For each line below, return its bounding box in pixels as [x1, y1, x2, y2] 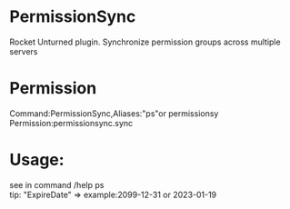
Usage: [9, 150, 65, 170]
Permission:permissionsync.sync [9, 117, 134, 128]
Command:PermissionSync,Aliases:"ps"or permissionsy [9, 107, 219, 119]
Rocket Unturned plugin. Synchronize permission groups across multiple [9, 36, 281, 47]
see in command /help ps [9, 179, 105, 190]
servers [9, 45, 38, 56]
